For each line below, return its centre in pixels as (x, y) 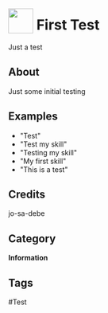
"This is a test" (44, 169)
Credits (27, 194)
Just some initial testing (47, 91)
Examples (33, 117)
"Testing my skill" (48, 152)
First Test (68, 25)
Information (28, 258)
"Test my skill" (43, 144)
